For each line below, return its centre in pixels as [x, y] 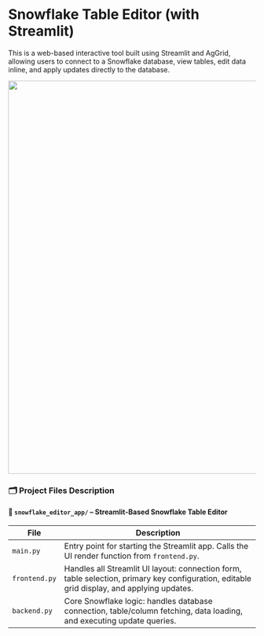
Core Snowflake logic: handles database [138, 601]
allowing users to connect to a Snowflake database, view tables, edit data [127, 61]
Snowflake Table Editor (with [104, 15]
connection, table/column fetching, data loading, [154, 611]
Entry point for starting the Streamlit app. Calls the [156, 546]
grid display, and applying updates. [129, 589]
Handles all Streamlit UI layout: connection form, [153, 569]
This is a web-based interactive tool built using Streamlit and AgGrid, [119, 53]
